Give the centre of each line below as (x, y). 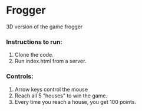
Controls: (20, 76)
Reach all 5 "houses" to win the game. (61, 96)
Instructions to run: (34, 42)
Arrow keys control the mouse (51, 89)
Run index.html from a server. (50, 61)
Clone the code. (34, 55)
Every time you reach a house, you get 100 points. (75, 102)
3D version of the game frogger (44, 27)
